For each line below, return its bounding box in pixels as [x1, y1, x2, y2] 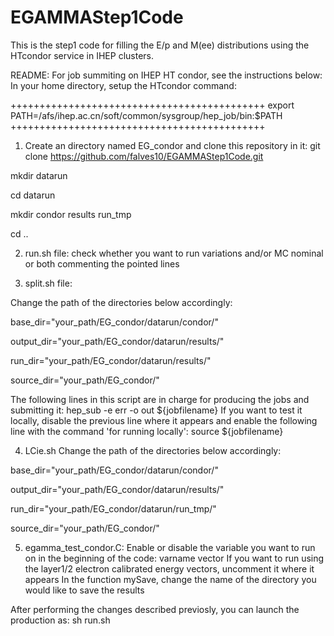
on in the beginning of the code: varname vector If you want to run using [24, 552, 325, 564]
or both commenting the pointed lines [24, 257, 180, 270]
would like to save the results [24, 584, 145, 596]
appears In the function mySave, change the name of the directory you [24, 573, 317, 585]
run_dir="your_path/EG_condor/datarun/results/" [10, 354, 212, 366]
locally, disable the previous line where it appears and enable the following [10, 414, 318, 426]
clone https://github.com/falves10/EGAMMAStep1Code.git [24, 150, 264, 162]
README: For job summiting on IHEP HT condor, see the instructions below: [10, 69, 323, 81]
